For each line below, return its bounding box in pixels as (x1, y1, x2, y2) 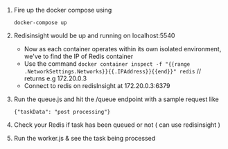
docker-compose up (13, 19, 67, 26)
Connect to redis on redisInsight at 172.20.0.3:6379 (24, 82, 170, 89)
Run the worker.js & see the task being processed (13, 134, 156, 142)
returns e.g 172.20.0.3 (24, 74, 87, 82)
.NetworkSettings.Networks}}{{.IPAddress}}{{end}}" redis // (24, 67, 202, 75)
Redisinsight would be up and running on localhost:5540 (13, 31, 175, 40)
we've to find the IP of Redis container (24, 52, 134, 60)
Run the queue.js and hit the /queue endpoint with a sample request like (13, 95, 220, 103)
